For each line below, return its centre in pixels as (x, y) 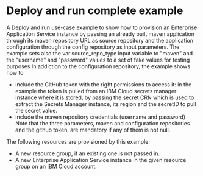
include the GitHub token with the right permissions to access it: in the (103, 84)
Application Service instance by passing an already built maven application (101, 33)
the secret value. (36, 110)
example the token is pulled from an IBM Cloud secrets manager (96, 91)
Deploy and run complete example (95, 11)
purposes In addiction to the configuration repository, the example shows (98, 66)
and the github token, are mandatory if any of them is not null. (93, 130)
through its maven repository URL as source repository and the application (100, 40)
